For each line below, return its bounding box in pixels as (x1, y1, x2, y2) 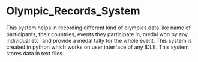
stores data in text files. (6, 49, 64, 57)
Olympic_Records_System (6, 4, 140, 18)
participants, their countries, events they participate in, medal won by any (6, 30, 188, 37)
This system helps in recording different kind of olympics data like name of (6, 24, 191, 31)
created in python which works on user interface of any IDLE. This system (6, 43, 189, 51)
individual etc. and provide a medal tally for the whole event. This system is (6, 37, 192, 44)
